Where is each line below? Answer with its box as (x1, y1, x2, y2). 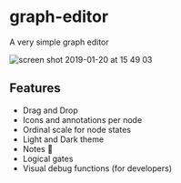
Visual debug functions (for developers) (22, 162, 173, 174)
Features (9, 80, 61, 97)
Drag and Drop (22, 105, 79, 116)
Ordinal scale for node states (22, 124, 132, 135)
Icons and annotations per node (22, 114, 143, 125)
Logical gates (22, 153, 74, 164)
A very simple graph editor (9, 36, 109, 47)
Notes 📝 (22, 143, 53, 154)
